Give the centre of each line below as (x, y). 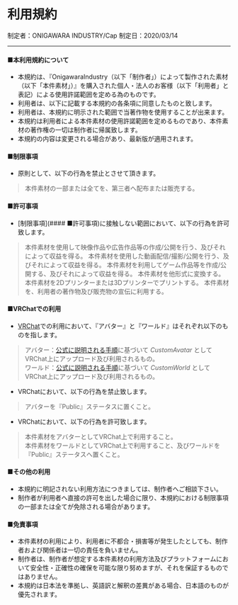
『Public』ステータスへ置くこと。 (74, 454)
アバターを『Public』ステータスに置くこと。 (89, 406)
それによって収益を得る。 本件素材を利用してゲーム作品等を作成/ (126, 265)
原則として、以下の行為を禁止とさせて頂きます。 (89, 174)
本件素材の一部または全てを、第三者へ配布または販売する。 (112, 188)
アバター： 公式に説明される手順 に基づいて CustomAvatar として (118, 350)
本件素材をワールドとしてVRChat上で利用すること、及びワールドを (123, 445)
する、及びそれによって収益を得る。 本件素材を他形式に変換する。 (128, 273)
